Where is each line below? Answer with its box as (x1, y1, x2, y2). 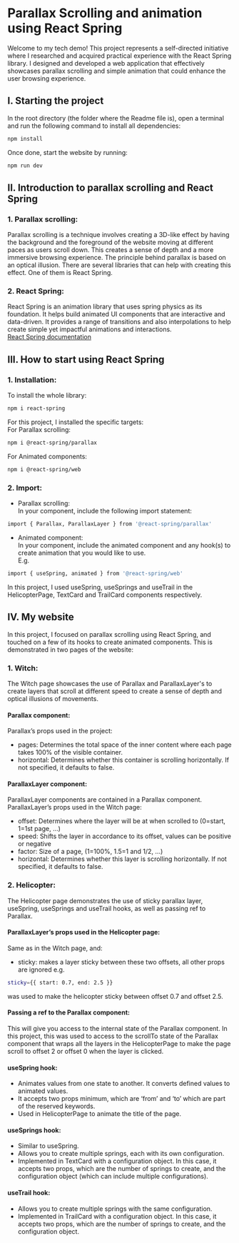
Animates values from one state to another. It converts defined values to (17, 1080, 230, 1088)
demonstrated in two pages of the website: (7, 645, 134, 654)
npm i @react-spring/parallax (7, 439, 98, 447)
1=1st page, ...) (17, 825, 61, 833)
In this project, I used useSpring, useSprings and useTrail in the (7, 583, 193, 591)
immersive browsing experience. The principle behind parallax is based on (7, 253, 226, 262)
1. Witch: (7, 663, 39, 673)
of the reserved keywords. (17, 1102, 96, 1111)
